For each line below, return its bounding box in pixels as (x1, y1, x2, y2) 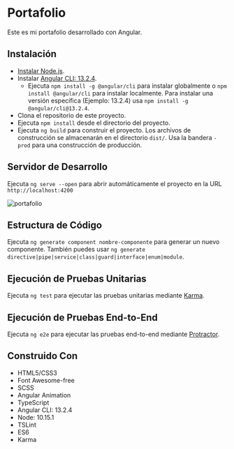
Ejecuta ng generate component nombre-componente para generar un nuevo (7, 238, 220, 246)
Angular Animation (17, 390, 71, 399)
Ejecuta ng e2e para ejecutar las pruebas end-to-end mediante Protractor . (7, 330, 220, 338)
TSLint (17, 420, 36, 429)
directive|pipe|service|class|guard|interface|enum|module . (7, 252, 184, 261)
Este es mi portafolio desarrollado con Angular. (7, 28, 142, 36)
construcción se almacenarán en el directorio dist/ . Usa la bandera (17, 133, 212, 142)
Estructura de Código (7, 219, 103, 231)
